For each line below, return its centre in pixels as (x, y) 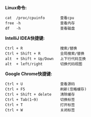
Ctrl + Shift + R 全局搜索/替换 (45, 54)
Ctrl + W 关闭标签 (40, 110)
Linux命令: (16, 8)
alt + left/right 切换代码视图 (44, 64)
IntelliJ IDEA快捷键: (25, 38)
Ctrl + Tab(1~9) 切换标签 (40, 100)
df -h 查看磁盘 (40, 29)
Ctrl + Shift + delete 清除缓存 (40, 94)
